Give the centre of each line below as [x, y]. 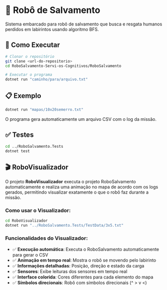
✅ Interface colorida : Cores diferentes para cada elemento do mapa [83, 277]
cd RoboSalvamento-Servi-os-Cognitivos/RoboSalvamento [63, 66]
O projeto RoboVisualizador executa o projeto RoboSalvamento [71, 182]
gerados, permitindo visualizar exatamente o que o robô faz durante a [77, 192]
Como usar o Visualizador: [38, 211]
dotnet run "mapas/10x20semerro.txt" [44, 109]
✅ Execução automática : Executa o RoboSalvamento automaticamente [86, 249]
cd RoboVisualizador [27, 221]
